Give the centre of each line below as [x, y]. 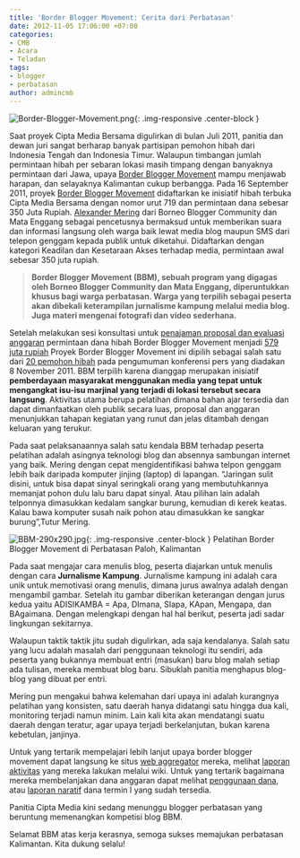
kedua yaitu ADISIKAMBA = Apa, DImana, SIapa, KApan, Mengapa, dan [141, 604]
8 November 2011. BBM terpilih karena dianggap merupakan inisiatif [134, 371]
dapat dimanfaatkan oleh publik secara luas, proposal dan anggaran [135, 408]
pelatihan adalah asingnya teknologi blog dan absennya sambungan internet [150, 455]
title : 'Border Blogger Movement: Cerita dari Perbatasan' [122, 18]
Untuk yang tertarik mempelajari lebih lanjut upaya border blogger [131, 751]
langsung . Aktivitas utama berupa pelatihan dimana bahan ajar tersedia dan [149, 399]
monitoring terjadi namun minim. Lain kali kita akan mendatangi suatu [137, 715]
